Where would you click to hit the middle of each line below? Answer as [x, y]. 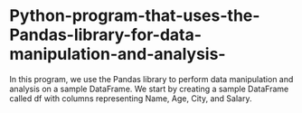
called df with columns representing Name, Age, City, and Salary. [131, 98]
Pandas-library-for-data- [105, 35]
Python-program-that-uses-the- [135, 16]
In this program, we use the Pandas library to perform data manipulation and [151, 79]
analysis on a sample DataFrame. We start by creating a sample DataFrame [149, 89]
